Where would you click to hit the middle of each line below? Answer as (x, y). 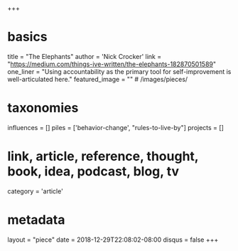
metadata (36, 220)
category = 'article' (36, 191)
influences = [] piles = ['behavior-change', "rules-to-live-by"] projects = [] (115, 127)
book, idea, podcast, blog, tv (93, 172)
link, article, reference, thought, (103, 156)
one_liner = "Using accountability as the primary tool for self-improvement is (119, 71)
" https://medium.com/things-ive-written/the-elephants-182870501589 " (112, 64)
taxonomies (43, 108)
